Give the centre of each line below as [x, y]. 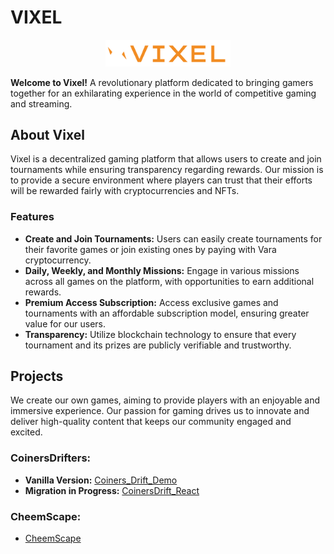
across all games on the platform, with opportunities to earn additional [169, 281]
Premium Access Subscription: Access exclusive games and [151, 302]
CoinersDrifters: [51, 458]
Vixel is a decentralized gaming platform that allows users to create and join [166, 159]
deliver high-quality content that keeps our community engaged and [151, 422]
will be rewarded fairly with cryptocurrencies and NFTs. [125, 191]
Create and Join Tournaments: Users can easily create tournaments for [173, 238]
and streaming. [41, 103]
